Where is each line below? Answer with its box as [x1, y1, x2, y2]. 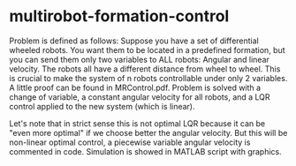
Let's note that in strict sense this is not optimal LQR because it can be [9, 117, 266, 129]
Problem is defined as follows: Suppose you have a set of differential [9, 35, 259, 46]
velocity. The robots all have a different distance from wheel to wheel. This [9, 64, 281, 74]
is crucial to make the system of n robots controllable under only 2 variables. [9, 72, 288, 83]
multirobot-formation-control [9, 6, 230, 26]
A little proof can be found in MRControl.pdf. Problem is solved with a [9, 82, 262, 93]
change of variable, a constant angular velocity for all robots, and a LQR [9, 91, 271, 102]
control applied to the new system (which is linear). [9, 101, 196, 111]
